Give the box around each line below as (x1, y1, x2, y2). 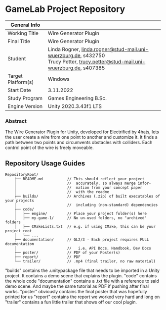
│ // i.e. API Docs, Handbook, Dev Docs (14, 246, 152, 251)
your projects (5, 198, 35, 204)
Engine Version (7, 103, 43, 109)
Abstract (5, 117, 27, 124)
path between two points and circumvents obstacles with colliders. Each (5, 140, 153, 146)
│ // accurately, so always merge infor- (14, 181, 152, 186)
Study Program (7, 95, 43, 102)
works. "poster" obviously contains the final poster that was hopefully (5, 289, 147, 295)
